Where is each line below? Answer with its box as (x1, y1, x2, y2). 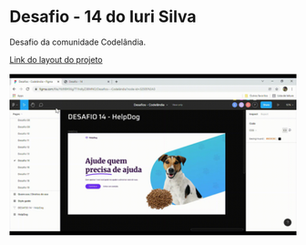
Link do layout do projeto (9, 54, 103, 65)
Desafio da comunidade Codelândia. (9, 36, 147, 47)
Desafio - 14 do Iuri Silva (9, 6, 198, 27)
